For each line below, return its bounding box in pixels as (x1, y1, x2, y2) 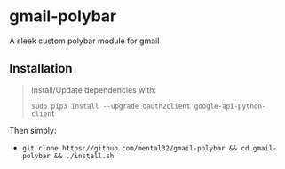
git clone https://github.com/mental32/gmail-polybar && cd (21, 143, 249, 152)
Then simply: (9, 125, 57, 135)
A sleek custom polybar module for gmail (9, 35, 160, 46)
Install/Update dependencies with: (30, 84, 157, 95)
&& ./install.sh (54, 151, 115, 160)
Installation (9, 61, 73, 76)
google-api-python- (194, 102, 266, 111)
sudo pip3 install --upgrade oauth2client (30, 102, 191, 111)
